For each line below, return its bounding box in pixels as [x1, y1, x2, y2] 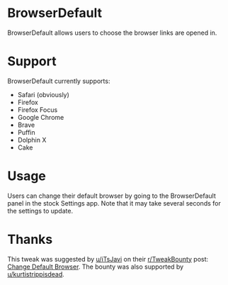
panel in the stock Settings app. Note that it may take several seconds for [7, 199, 221, 207]
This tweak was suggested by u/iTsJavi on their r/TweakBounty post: [7, 255, 209, 263]
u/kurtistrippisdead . [7, 269, 65, 278]
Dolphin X [17, 135, 47, 144]
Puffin [17, 128, 35, 136]
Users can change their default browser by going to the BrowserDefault [7, 191, 216, 200]
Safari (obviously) [17, 90, 69, 99]
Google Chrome [17, 113, 64, 121]
